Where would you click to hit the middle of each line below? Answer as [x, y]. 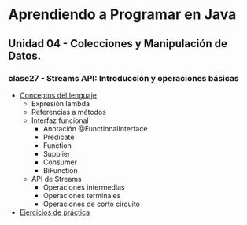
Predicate [59, 137]
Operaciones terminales [82, 195]
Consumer [60, 162]
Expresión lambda [61, 103]
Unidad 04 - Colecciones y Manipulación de [118, 44]
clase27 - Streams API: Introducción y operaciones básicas [124, 78]
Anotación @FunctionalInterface [95, 128]
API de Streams [56, 179]
